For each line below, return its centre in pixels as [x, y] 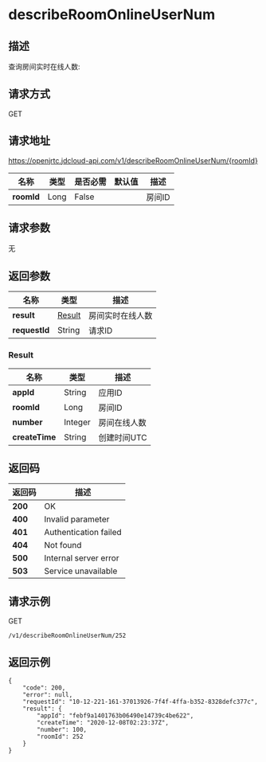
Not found [63, 545]
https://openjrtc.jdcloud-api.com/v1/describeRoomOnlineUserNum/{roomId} [133, 160]
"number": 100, [62, 729]
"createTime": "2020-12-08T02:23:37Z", [103, 722]
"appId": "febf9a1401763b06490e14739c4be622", [115, 715]
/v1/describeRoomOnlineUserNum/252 [67, 636]
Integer [77, 422]
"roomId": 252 [60, 737]
